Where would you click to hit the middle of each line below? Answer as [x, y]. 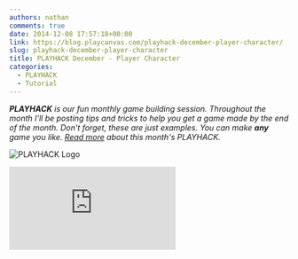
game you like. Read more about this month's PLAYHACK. [115, 137]
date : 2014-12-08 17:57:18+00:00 [71, 34]
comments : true [37, 26]
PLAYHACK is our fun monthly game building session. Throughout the [137, 108]
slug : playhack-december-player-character [89, 51]
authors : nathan [39, 17]
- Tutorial [37, 83]
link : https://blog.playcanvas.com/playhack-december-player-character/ [146, 42]
